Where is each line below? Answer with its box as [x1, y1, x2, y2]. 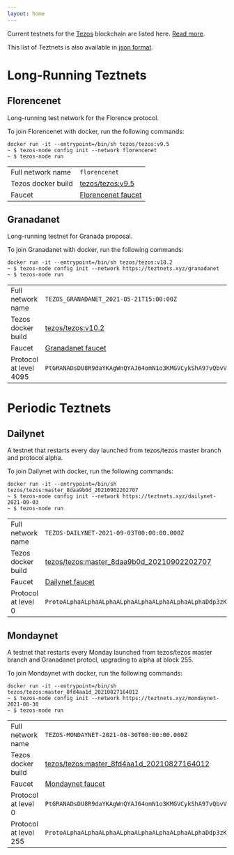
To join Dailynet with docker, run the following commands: [7, 467, 174, 475]
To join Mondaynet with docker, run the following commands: [7, 669, 183, 678]
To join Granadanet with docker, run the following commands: [7, 246, 184, 254]
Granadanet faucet [45, 343, 107, 353]
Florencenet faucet [79, 190, 142, 200]
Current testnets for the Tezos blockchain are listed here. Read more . [7, 29, 205, 38]
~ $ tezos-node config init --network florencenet [7, 147, 157, 154]
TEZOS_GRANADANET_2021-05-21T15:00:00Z [45, 295, 178, 304]
